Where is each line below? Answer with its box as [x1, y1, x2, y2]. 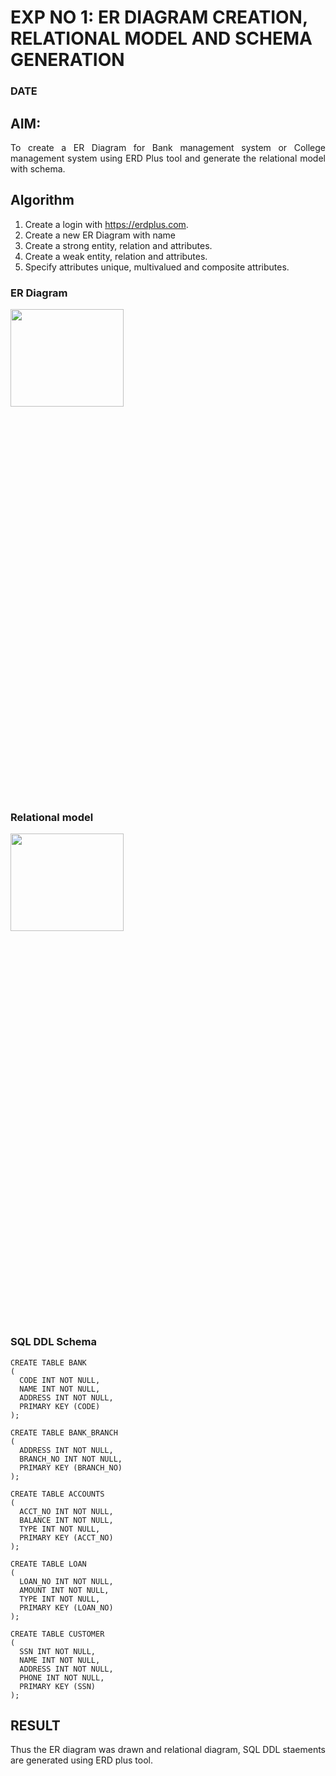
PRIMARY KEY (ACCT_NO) [19, 1532, 114, 1543]
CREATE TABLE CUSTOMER [10, 1629, 105, 1639]
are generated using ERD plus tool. [10, 1754, 153, 1766]
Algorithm [10, 192, 75, 209]
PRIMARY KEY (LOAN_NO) [19, 1602, 114, 1613]
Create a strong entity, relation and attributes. [24, 239, 213, 251]
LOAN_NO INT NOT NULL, [19, 1576, 114, 1586]
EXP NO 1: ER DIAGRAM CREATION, [10, 6, 308, 29]
